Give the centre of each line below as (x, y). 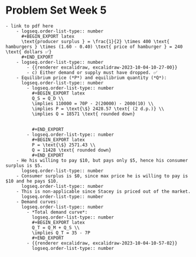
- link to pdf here (30, 26)
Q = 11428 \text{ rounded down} (71, 150)
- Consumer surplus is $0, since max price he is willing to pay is (102, 176)
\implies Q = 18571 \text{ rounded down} (83, 114)
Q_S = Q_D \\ (48, 98)
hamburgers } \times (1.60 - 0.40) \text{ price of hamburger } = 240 (94, 47)
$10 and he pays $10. (32, 181)
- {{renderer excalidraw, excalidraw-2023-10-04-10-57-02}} (102, 243)
